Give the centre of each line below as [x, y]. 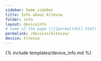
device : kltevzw [22, 39]
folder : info [19, 19]
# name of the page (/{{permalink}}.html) [51, 29]
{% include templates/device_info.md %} [48, 53]
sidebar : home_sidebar [29, 10]
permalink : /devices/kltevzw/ [37, 34]
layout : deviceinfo [26, 24]
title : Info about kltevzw [34, 15]
